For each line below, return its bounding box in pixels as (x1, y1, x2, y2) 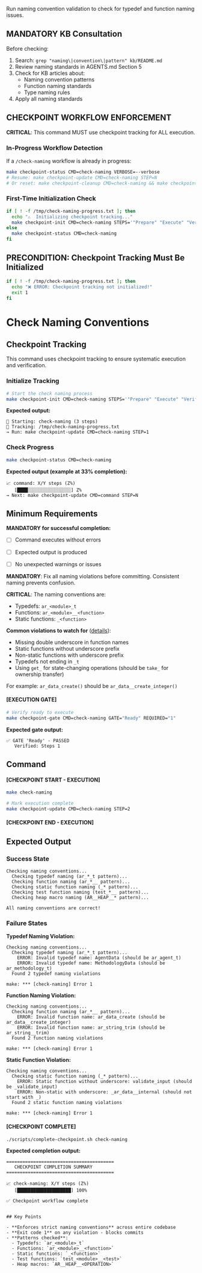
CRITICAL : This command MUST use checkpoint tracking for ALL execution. (6, 128, 195, 136)
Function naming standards (23, 82, 92, 89)
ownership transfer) (14, 671, 64, 678)
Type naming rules (23, 89, 70, 96)
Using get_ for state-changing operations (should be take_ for (14, 664, 169, 671)
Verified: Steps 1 (14, 743, 61, 749)
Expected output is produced (14, 548, 87, 555)
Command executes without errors (14, 536, 101, 543)
